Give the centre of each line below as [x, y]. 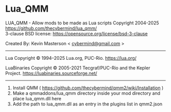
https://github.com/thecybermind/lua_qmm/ [51, 28]
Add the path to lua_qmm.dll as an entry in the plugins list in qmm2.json [88, 104]
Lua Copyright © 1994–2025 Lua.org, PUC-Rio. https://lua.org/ [71, 58]
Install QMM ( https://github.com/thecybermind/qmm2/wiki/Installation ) [88, 88]
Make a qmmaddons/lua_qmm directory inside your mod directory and [86, 93]
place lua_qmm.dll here [37, 98]
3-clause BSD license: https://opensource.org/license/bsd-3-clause [77, 33]
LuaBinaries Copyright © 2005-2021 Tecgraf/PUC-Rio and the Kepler [78, 68]
